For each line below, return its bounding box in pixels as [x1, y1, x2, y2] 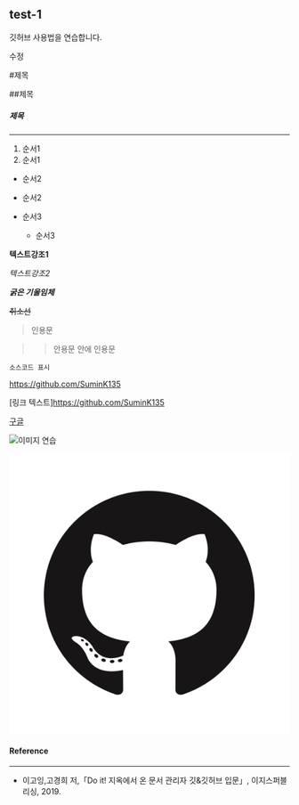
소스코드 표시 [9, 362, 51, 372]
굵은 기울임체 [9, 287, 55, 297]
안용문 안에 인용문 [53, 343, 116, 354]
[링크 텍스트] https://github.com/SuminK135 [9, 396, 165, 408]
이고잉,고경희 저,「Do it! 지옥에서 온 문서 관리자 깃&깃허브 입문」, [21, 775, 250, 785]
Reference [9, 745, 49, 756]
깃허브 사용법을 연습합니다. [9, 31, 102, 43]
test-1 [9, 7, 42, 22]
